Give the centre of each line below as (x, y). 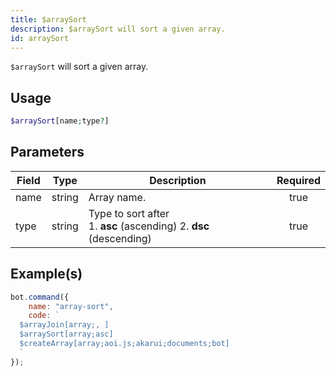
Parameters (47, 152)
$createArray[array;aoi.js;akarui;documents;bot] (124, 344)
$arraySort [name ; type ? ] (60, 121)
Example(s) (46, 274)
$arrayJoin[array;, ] (64, 325)
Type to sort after (129, 213)
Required (298, 180)
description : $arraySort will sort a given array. (118, 29)
